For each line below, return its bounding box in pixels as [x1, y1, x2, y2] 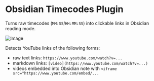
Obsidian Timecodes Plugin [5, 4, 124, 15]
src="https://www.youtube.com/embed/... [12, 70, 99, 76]
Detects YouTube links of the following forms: [5, 45, 100, 51]
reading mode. [5, 25, 36, 31]
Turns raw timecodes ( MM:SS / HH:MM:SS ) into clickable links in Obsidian [5, 20, 149, 26]
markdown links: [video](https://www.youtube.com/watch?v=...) [12, 60, 148, 66]
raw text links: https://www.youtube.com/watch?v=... [12, 54, 123, 61]
